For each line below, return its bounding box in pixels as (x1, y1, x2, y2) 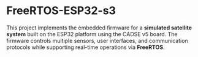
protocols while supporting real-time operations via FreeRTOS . (6, 44, 165, 51)
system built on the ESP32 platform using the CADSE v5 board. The (6, 30, 178, 37)
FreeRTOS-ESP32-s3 (6, 4, 116, 18)
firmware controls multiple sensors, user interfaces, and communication (6, 37, 188, 44)
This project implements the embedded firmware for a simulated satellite (6, 24, 192, 31)
